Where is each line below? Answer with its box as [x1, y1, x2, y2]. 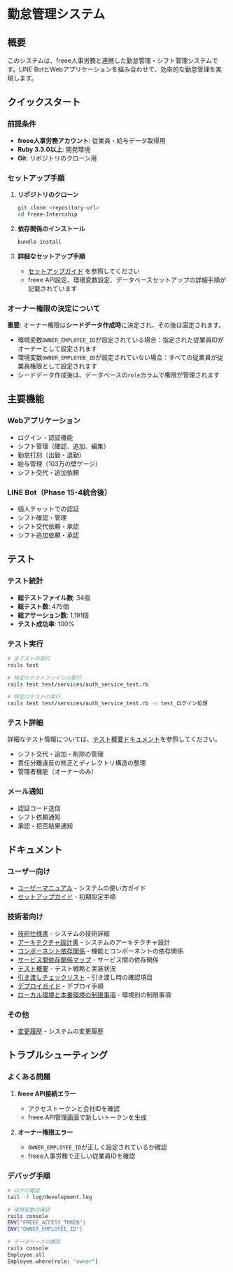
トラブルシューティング [7, 1049, 108, 1061]
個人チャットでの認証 [17, 504, 79, 513]
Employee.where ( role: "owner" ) [7, 1258, 99, 1265]
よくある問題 [7, 1072, 51, 1082]
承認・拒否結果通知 [17, 821, 73, 830]
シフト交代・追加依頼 [17, 468, 79, 476]
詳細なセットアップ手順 [17, 251, 85, 260]
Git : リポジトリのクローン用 [17, 153, 97, 162]
